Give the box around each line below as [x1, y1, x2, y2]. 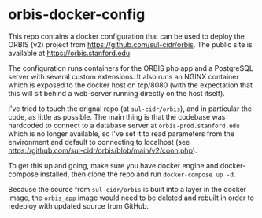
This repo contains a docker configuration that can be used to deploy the [8, 31, 245, 41]
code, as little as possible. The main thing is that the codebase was [8, 112, 226, 121]
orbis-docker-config [8, 6, 146, 24]
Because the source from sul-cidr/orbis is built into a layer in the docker [8, 184, 246, 194]
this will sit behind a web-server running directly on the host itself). [8, 88, 226, 98]
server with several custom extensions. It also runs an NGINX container [8, 72, 240, 81]
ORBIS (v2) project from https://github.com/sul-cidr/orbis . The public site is [8, 39, 253, 49]
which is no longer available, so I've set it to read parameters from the [8, 128, 234, 139]
